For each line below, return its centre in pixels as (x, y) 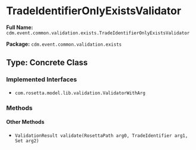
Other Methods (25, 122)
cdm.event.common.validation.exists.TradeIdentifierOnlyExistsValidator (98, 33)
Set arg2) (27, 141)
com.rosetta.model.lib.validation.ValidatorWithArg (80, 93)
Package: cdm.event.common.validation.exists (64, 44)
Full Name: (20, 27)
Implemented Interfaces (42, 79)
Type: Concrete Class (47, 63)
